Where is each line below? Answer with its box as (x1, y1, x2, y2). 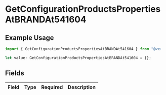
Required (41, 84, 63, 91)
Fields (5, 69, 25, 77)
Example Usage (5, 33, 54, 42)
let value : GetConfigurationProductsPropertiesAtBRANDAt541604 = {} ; (5, 55, 152, 60)
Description (67, 84, 96, 91)
